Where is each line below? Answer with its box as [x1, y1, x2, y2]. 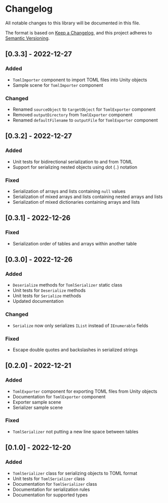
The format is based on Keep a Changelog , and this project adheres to [5, 29, 152, 36]
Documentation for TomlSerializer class [12, 481, 97, 487]
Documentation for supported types [12, 491, 88, 498]
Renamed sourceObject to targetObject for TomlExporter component [12, 106, 156, 112]
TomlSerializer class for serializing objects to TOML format [12, 470, 138, 476]
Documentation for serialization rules [12, 486, 90, 492]
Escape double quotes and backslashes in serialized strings [12, 347, 138, 353]
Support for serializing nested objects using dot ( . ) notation [12, 164, 138, 170]
